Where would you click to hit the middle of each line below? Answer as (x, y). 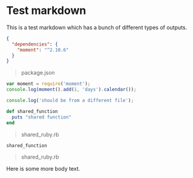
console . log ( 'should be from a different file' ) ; (70, 101)
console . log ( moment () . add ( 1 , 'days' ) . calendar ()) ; (71, 90)
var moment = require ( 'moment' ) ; (48, 84)
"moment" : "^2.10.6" (43, 50)
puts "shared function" (41, 117)
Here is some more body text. (43, 169)
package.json (38, 73)
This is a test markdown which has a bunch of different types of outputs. (97, 27)
